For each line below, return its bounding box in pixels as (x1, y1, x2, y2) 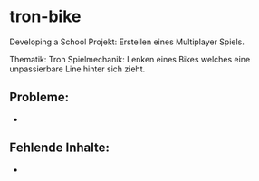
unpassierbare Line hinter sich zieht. (9, 63, 146, 74)
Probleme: (9, 90, 70, 105)
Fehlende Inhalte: (9, 140, 110, 156)
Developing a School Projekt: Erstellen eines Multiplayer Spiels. (9, 36, 245, 47)
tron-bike (9, 6, 82, 27)
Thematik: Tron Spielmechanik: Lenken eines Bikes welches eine (9, 53, 251, 64)
